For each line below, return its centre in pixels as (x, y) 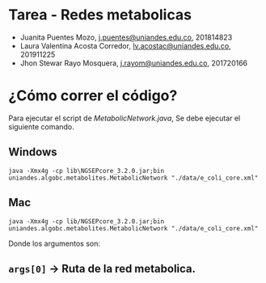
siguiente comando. (41, 126)
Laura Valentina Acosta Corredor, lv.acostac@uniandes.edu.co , (126, 45)
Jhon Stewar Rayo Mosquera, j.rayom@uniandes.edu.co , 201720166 (134, 63)
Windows (33, 152)
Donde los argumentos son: (55, 243)
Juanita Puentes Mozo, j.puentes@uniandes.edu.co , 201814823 (126, 37)
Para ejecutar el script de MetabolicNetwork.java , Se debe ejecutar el (125, 118)
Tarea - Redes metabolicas (100, 15)
